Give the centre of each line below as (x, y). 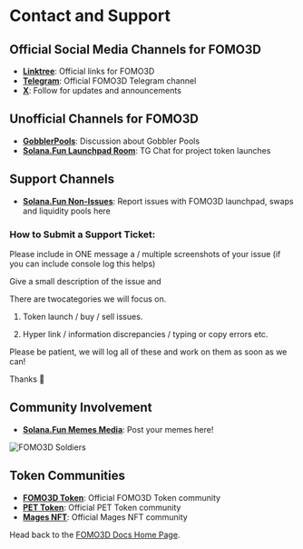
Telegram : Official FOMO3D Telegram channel (109, 81)
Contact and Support (90, 16)
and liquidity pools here (66, 211)
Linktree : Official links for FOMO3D (88, 71)
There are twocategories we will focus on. (88, 299)
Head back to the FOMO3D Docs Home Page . (95, 534)
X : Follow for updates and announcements (102, 90)
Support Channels (62, 180)
